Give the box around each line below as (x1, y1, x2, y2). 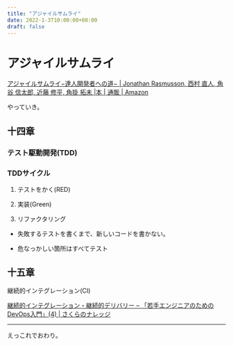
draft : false (7, 23, 45, 30)
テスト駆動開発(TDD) (7, 147, 78, 157)
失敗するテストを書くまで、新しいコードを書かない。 (17, 229, 170, 238)
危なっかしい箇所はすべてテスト (17, 244, 109, 252)
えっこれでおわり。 (7, 331, 62, 339)
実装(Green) (17, 199, 52, 208)
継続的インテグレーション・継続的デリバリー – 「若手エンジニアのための (7, 301, 214, 309)
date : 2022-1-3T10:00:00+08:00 (7, 17, 98, 24)
